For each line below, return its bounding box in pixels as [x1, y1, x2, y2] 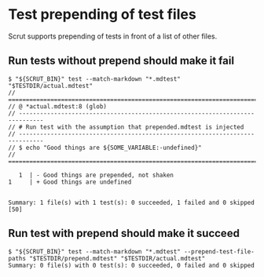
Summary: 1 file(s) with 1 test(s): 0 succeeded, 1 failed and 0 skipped [8, 199, 255, 206]
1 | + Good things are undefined [8, 178, 132, 186]
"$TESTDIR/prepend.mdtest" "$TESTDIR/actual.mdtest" [28, 254, 206, 262]
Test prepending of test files [8, 5, 196, 24]
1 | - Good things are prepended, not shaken [18, 171, 174, 179]
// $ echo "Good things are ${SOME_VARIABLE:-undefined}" [8, 144, 202, 151]
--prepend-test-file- [183, 247, 255, 256]
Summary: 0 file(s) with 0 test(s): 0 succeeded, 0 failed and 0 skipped [8, 261, 255, 269]
